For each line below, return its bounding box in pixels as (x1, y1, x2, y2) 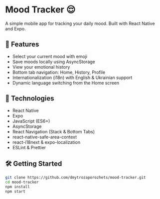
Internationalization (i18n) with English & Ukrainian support (12, 74, 133, 81)
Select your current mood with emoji (12, 53, 88, 59)
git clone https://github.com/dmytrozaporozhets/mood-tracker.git (5, 175, 146, 180)
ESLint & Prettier (12, 144, 46, 150)
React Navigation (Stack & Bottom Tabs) (12, 128, 95, 134)
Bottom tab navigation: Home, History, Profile (12, 69, 106, 75)
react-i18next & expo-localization (12, 139, 81, 145)
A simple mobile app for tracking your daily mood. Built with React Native (5, 20, 156, 26)
